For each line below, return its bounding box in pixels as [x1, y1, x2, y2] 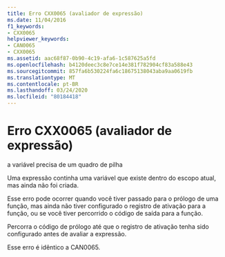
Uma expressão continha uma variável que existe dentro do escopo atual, [7, 174, 216, 182]
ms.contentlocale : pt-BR [7, 81, 79, 88]
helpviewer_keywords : [7, 36, 70, 43]
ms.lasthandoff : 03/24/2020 [7, 87, 88, 94]
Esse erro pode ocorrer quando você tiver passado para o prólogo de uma [7, 194, 219, 203]
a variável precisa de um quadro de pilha [7, 160, 123, 169]
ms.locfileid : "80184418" [7, 94, 81, 101]
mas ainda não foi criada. [7, 181, 79, 189]
